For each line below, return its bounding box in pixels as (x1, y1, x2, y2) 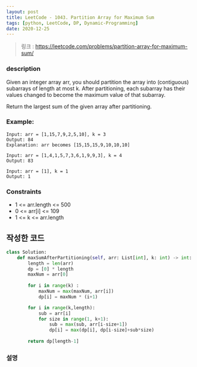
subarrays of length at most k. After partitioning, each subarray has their (6, 85, 186, 92)
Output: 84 (6, 137, 34, 143)
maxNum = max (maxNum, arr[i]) (38, 288, 114, 295)
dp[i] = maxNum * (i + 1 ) (38, 294, 98, 300)
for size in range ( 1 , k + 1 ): (38, 316, 109, 322)
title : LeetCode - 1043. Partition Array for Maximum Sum (6, 14, 154, 20)
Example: (6, 118, 34, 126)
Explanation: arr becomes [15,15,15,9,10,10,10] (6, 142, 130, 148)
